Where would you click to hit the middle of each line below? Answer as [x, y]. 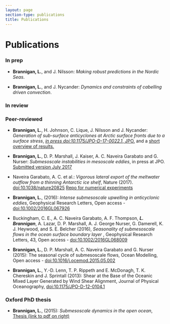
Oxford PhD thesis [28, 300]
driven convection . [32, 92]
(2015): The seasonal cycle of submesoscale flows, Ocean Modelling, [85, 255]
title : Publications [27, 19]
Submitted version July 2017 [42, 167]
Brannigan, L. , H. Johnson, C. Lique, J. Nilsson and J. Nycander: [80, 130]
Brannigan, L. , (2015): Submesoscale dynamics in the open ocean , [83, 311]
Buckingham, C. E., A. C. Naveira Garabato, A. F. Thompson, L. [78, 218]
